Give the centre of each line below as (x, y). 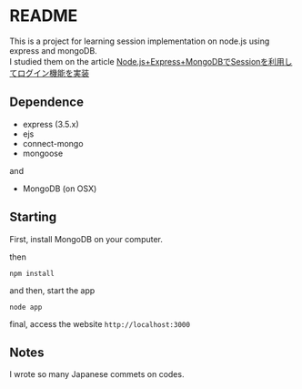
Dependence (47, 102)
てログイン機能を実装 (49, 73)
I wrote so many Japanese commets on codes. (97, 374)
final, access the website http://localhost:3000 (100, 323)
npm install (32, 273)
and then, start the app (52, 290)
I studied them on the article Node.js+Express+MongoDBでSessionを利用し (151, 61)
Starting (33, 217)
